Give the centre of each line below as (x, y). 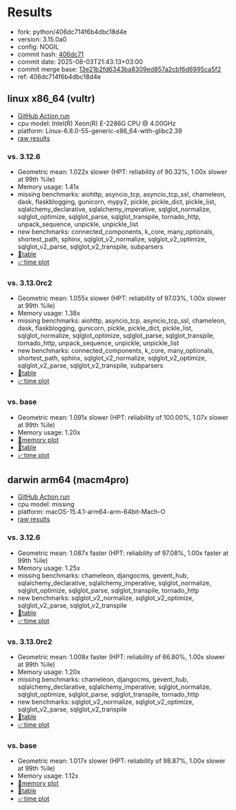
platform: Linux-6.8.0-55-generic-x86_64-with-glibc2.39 (100, 130)
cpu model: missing (46, 504)
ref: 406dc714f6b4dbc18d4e (59, 76)
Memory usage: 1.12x (48, 776)
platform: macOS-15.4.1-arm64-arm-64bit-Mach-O (91, 512)
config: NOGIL (38, 46)
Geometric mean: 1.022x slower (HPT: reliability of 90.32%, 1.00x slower (122, 172)
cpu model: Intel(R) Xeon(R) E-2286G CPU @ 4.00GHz (97, 123)
